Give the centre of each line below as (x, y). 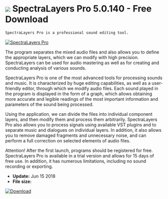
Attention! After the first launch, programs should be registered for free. (79, 150)
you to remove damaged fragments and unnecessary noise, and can (76, 135)
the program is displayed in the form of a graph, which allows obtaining (79, 94)
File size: (22, 181)
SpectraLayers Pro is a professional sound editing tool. (67, 33)
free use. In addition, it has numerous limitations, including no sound (76, 161)
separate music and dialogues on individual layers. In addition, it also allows (83, 130)
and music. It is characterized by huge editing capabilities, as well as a (78, 83)
